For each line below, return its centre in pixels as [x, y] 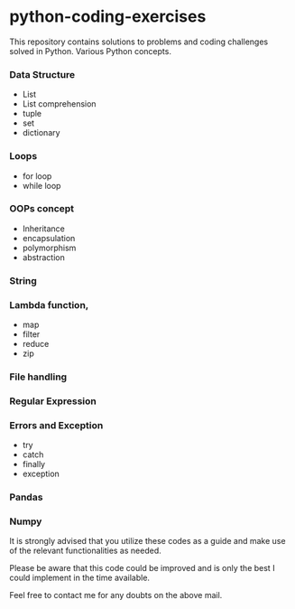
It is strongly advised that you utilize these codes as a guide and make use [147, 541]
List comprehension [59, 104]
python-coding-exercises [108, 17]
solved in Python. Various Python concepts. [90, 51]
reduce [36, 344]
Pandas [26, 497]
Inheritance [44, 229]
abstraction [43, 257]
